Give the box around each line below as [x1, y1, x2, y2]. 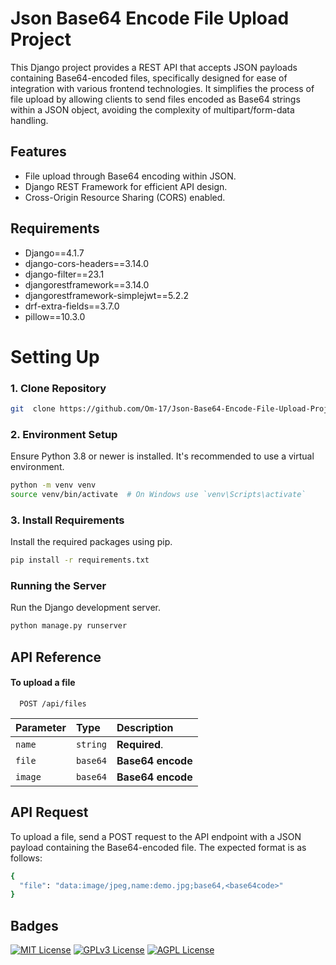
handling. [10, 114, 49, 126]
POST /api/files [19, 698, 87, 709]
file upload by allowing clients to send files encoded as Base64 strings [10, 93, 301, 105]
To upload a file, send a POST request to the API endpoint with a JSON [10, 830, 302, 842]
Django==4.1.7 [24, 247, 85, 259]
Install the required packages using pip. [10, 536, 173, 548]
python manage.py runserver [10, 621, 128, 631]
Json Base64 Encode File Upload [10, 7, 290, 30]
